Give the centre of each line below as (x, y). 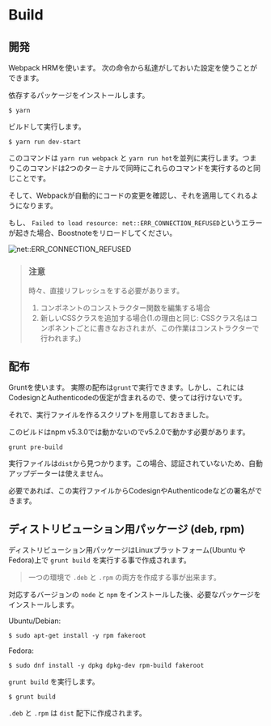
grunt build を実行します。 (54, 681)
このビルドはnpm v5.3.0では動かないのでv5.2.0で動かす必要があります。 (129, 432)
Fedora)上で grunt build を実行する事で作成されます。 (100, 560)
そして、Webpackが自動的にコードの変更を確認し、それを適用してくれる (130, 195)
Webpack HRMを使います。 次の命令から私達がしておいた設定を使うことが (133, 68)
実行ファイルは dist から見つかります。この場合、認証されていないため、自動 (135, 463)
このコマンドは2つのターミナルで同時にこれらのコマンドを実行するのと (134, 168)
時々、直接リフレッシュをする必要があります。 (106, 291)
